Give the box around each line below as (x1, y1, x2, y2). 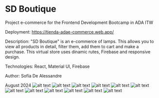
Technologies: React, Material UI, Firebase (5, 63, 90, 69)
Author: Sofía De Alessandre (5, 73, 62, 78)
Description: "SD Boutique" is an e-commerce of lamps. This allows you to (5, 38, 154, 44)
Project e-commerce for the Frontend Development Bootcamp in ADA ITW (5, 20, 154, 25)
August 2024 (5, 82, 32, 88)
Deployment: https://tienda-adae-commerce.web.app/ (5, 29, 114, 35)
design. (5, 54, 20, 59)
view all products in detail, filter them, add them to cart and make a (5, 43, 139, 49)
